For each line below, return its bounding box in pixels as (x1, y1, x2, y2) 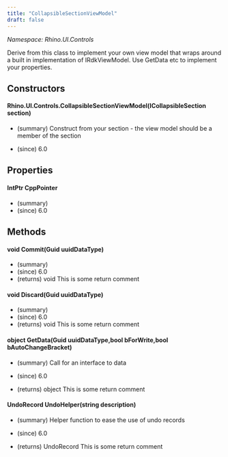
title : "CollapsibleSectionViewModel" (7, 10, 117, 17)
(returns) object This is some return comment (16, 384, 145, 393)
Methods (7, 226, 46, 238)
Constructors (7, 83, 66, 94)
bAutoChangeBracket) (7, 343, 72, 352)
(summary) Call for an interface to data (16, 358, 127, 367)
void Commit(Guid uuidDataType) (7, 245, 104, 253)
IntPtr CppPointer (7, 184, 58, 192)
